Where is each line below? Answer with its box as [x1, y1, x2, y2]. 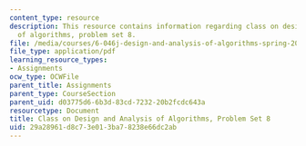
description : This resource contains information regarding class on [9, 22, 280, 31]
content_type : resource [9, 13, 100, 23]
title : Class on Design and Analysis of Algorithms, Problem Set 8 [9, 114, 271, 123]
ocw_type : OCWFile [9, 73, 79, 82]
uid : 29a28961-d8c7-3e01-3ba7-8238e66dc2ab [9, 123, 178, 132]
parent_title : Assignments [9, 81, 112, 90]
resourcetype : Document [9, 106, 100, 115]
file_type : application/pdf [9, 47, 117, 56]
